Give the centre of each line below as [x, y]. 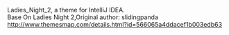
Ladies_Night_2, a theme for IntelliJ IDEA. [66, 10]
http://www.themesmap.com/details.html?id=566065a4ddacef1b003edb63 [115, 24]
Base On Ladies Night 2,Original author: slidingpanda [83, 17]
